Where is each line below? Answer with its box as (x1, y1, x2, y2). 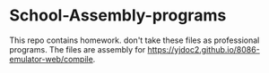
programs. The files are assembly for (9, 44, 146, 54)
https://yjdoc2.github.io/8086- (147, 44, 260, 54)
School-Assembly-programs (9, 5, 227, 26)
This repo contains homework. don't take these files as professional (9, 35, 260, 45)
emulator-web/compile (9, 53, 94, 64)
